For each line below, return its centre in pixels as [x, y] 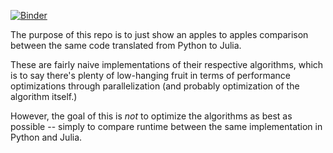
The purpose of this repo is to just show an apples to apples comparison [159, 34]
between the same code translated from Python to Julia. [126, 45]
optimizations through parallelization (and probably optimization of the [155, 86]
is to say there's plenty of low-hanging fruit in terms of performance [150, 75]
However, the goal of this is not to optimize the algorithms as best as [151, 116]
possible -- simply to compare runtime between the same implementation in [166, 126]
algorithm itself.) [44, 96]
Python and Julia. [46, 137]
